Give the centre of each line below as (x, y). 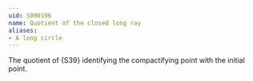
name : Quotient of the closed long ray (75, 23)
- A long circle (35, 38)
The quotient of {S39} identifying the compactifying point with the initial (127, 60)
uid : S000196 (30, 15)
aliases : (23, 30)
